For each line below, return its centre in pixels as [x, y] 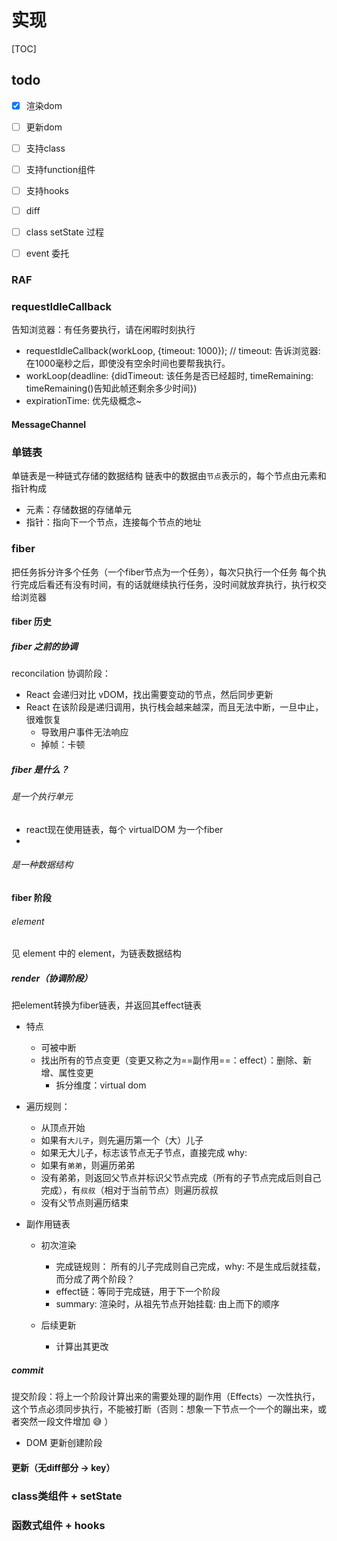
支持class [45, 148]
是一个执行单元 [42, 797]
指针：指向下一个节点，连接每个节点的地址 [113, 522]
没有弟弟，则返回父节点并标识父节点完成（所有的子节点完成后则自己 [181, 1178]
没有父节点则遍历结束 [84, 1203]
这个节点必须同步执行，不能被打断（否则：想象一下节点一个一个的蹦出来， [164, 1409]
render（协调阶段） [52, 978]
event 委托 [47, 253]
